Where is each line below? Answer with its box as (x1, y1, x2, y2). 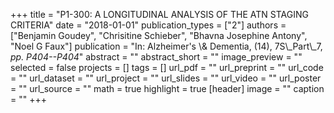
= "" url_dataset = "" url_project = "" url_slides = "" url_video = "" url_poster (10, 72, 322, 84)
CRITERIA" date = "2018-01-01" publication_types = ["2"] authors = (10, 19, 287, 31)
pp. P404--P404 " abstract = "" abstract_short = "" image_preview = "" (10, 51, 303, 63)
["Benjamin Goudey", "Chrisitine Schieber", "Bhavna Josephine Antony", (10, 30, 308, 41)
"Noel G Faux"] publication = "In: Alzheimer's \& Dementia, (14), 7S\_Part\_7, (10, 40, 323, 52)
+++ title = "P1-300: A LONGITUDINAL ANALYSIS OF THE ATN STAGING (10, 9, 309, 20)
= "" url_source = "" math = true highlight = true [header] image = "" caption (10, 83, 325, 94)
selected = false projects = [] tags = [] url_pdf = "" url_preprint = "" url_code (10, 62, 324, 73)
